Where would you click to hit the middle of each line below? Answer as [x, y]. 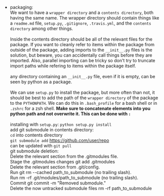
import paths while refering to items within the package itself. [73, 66]
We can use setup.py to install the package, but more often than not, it [82, 92]
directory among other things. [41, 29]
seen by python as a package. [41, 82]
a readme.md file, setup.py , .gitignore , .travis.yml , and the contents [80, 23]
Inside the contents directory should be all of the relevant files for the [81, 39]
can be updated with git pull [40, 146]
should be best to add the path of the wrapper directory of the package [84, 98]
